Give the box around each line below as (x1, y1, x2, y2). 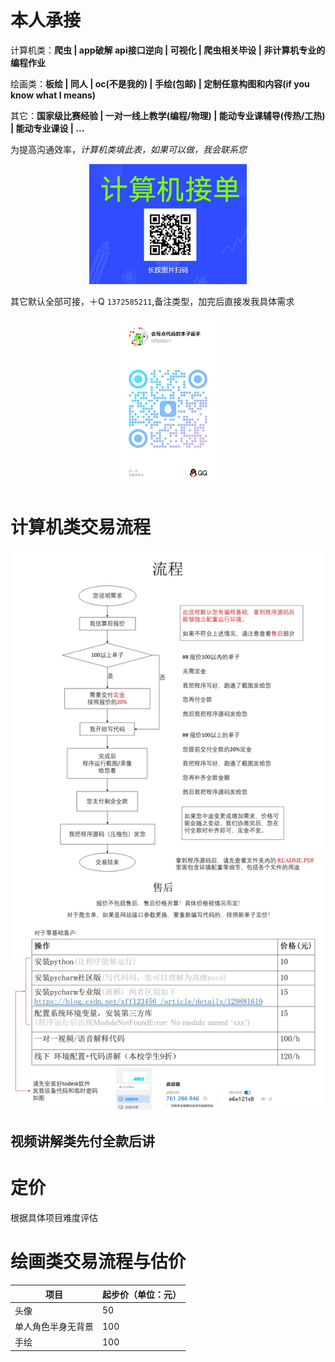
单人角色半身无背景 (14, 1321, 94, 1333)
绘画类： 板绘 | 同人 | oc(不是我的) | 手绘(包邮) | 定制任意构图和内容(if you (10, 77, 310, 90)
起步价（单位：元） (102, 1288, 182, 1300)
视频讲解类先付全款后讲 (10, 1133, 155, 1150)
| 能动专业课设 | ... (10, 122, 85, 134)
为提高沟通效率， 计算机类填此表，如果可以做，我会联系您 (10, 143, 247, 155)
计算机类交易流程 (10, 516, 152, 539)
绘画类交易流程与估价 (10, 1251, 187, 1273)
